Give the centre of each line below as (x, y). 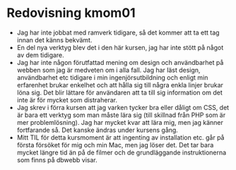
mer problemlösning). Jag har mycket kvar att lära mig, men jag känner (120, 122)
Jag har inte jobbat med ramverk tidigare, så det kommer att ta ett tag (118, 32)
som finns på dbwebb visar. (57, 159)
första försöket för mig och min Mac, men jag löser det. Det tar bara (115, 145)
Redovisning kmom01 (71, 13)
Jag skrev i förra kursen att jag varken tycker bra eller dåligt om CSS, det (123, 107)
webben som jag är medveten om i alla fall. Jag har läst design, (108, 70)
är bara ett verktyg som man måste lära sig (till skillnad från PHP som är (121, 115)
